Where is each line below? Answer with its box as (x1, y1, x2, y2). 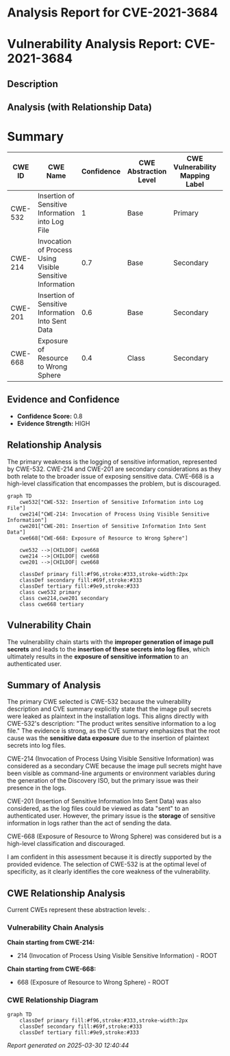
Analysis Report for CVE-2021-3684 (7, 5, 218, 21)
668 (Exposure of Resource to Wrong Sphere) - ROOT (16, 978, 170, 987)
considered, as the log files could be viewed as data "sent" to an (7, 805, 190, 813)
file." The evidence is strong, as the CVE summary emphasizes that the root (7, 726, 220, 735)
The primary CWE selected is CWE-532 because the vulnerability (7, 698, 192, 706)
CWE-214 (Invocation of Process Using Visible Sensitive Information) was (7, 755, 214, 763)
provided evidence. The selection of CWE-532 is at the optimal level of (7, 860, 207, 869)
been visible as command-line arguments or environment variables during (7, 769, 216, 777)
